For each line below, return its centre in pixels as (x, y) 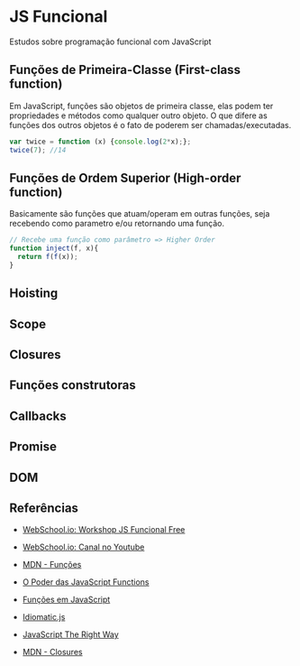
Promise (33, 447)
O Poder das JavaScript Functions (86, 582)
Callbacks (38, 416)
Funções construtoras (73, 385)
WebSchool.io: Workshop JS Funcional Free (104, 530)
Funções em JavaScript (66, 600)
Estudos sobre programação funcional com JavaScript (110, 42)
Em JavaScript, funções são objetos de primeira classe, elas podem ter (141, 106)
